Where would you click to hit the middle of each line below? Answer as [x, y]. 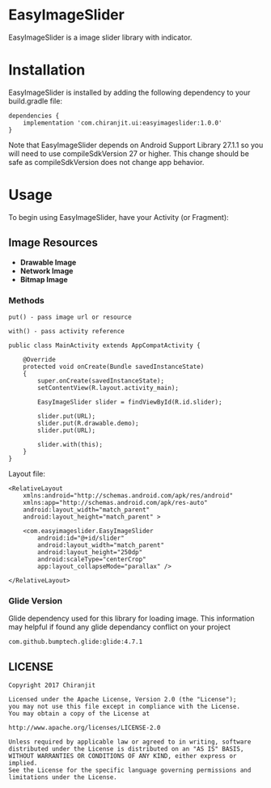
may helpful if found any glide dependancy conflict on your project [119, 627]
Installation [47, 70]
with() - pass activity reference [67, 331]
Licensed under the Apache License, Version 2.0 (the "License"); [123, 700]
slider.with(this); [70, 444]
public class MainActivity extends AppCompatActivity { [104, 345]
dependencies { [34, 116]
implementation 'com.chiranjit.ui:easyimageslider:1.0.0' [123, 123]
